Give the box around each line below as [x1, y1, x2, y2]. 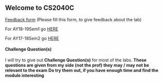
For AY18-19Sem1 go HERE [5, 26, 58, 32]
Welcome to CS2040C [5, 4, 74, 12]
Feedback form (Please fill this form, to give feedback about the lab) [5, 16, 142, 22]
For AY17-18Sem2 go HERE [5, 35, 59, 41]
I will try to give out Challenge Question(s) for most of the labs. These [5, 57, 147, 63]
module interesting [5, 72, 45, 79]
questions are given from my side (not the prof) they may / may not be [5, 62, 149, 68]
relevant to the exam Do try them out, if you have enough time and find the [5, 68, 159, 73]
